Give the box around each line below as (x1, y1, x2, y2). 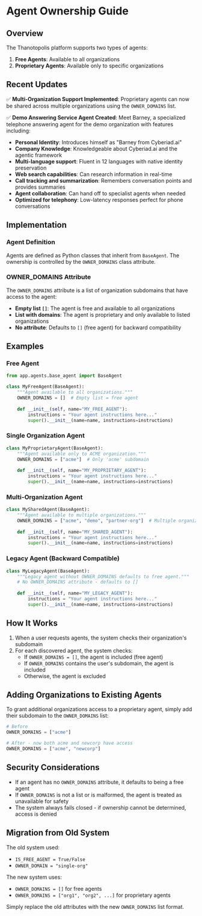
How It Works (6, 618, 58, 629)
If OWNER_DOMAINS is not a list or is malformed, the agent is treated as (14, 791, 182, 798)
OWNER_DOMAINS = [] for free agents (14, 885, 102, 892)
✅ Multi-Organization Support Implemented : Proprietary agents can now (6, 95, 189, 103)
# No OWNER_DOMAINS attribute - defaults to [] (17, 579, 138, 585)
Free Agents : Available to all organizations (14, 56, 120, 63)
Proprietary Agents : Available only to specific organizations (14, 62, 164, 69)
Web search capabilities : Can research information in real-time (14, 170, 173, 178)
